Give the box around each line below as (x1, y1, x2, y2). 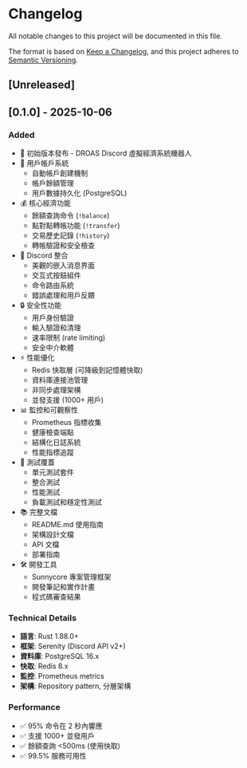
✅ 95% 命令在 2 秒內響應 (19, 721, 103, 731)
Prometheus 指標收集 (31, 418, 102, 427)
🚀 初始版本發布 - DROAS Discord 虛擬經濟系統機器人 (19, 148, 192, 158)
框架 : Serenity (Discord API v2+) (19, 641, 126, 651)
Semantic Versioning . (8, 55, 78, 65)
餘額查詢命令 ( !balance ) (31, 211, 110, 220)
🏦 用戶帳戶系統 (19, 159, 69, 168)
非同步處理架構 (31, 385, 81, 395)
